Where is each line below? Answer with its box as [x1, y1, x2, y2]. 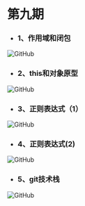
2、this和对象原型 [17, 68, 79, 78]
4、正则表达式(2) [17, 139, 75, 148]
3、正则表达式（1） [17, 103, 83, 113]
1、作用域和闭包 [17, 33, 71, 43]
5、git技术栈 [17, 174, 61, 184]
